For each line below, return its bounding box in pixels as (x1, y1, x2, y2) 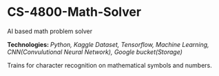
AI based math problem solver (7, 27, 93, 35)
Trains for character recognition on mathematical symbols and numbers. (7, 61, 212, 69)
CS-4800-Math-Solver (7, 4, 142, 20)
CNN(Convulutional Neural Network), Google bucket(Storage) (7, 48, 182, 56)
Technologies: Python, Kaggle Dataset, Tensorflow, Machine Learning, (7, 40, 209, 48)
